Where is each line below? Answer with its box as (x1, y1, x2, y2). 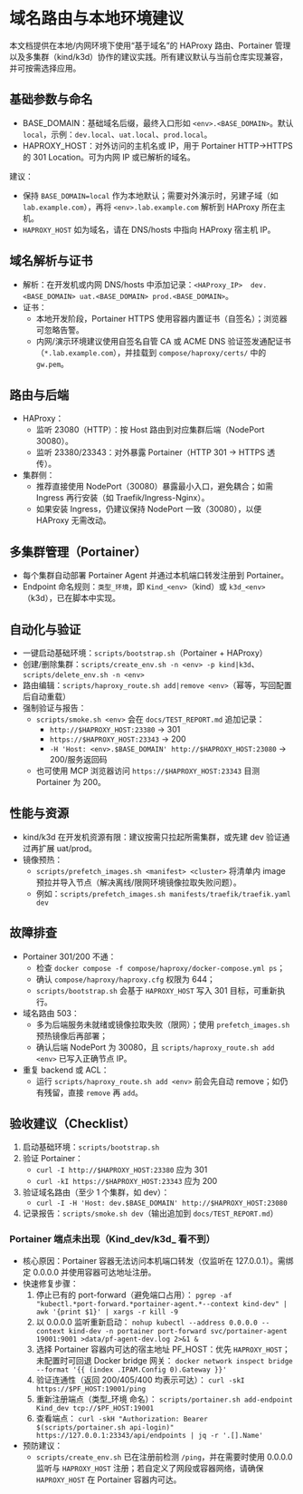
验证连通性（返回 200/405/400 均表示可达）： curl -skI (35, 1374, 246, 1385)
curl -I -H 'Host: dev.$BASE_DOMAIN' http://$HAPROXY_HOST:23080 (35, 1198, 288, 1208)
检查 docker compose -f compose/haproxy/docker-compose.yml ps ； (35, 962, 286, 973)
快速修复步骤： (22, 1277, 79, 1288)
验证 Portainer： (22, 1153, 84, 1164)
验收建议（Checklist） (9, 1116, 136, 1131)
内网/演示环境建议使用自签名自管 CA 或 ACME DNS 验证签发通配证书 (35, 335, 292, 346)
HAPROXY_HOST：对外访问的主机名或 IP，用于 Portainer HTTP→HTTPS (22, 140, 294, 150)
